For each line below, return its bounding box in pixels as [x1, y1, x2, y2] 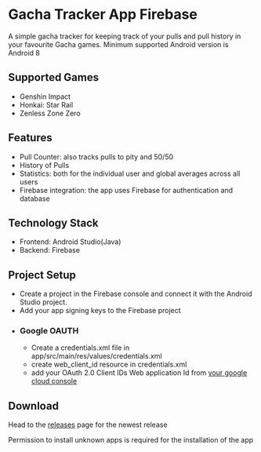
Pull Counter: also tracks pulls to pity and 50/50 [19, 151, 174, 162]
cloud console [31, 377, 78, 386]
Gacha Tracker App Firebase [8, 5, 198, 24]
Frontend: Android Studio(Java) [19, 237, 121, 246]
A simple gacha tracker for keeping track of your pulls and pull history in [8, 31, 241, 41]
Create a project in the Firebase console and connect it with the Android [19, 289, 252, 299]
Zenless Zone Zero [19, 108, 81, 118]
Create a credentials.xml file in [31, 343, 130, 352]
